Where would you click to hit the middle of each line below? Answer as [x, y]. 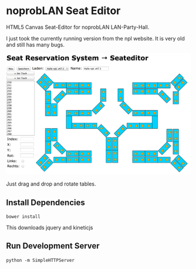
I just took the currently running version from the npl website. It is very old [95, 38]
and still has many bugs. [36, 45]
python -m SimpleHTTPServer [40, 260]
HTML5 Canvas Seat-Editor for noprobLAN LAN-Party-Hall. [78, 27]
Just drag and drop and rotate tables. [51, 184]
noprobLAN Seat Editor [63, 11]
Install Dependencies [45, 202]
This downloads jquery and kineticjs [50, 227]
